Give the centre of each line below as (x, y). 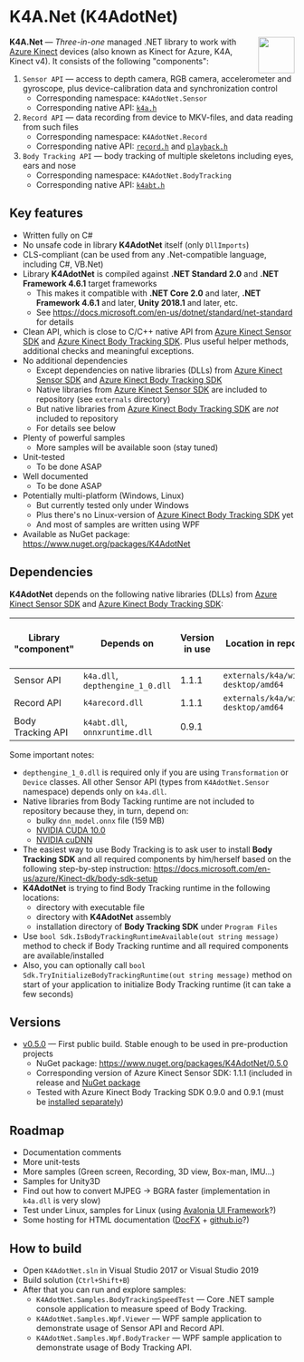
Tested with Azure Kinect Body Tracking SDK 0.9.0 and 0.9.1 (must (160, 1093)
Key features (46, 214)
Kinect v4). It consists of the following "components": (109, 61)
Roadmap (37, 1130)
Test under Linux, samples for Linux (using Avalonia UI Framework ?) (149, 1210)
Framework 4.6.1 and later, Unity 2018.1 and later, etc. (137, 302)
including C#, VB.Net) (63, 264)
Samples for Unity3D (62, 1181)
